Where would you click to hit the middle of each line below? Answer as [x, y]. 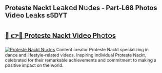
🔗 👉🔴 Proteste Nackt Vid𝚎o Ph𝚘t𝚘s [61, 36]
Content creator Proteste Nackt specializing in [102, 50]
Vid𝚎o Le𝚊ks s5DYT [36, 16]
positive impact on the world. [34, 65]
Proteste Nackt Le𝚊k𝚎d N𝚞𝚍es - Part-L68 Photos [81, 8]
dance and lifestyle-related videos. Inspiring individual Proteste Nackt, [76, 55]
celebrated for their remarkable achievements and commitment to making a [81, 60]
